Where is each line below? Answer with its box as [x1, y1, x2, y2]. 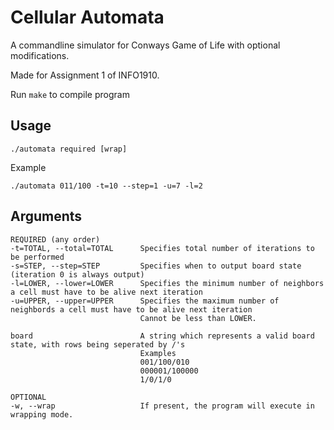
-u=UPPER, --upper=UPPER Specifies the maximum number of [10, 296, 280, 306]
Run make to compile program [10, 88, 130, 100]
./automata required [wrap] [10, 144, 128, 154]
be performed [10, 252, 65, 262]
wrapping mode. [10, 409, 74, 420]
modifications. [10, 49, 70, 61]
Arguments [10, 208, 83, 225]
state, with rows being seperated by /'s [10, 339, 186, 350]
